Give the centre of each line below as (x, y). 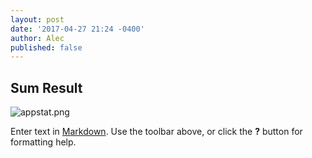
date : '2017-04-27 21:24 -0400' (77, 29)
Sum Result (46, 87)
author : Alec (37, 38)
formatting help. (43, 142)
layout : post (37, 19)
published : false (46, 47)
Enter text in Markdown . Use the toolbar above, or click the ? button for (156, 132)
